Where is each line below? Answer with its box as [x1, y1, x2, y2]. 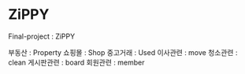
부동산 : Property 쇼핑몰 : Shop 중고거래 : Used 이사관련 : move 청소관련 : [8, 47, 238, 57]
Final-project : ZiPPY [8, 31, 76, 41]
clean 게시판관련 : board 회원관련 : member [8, 57, 145, 67]
